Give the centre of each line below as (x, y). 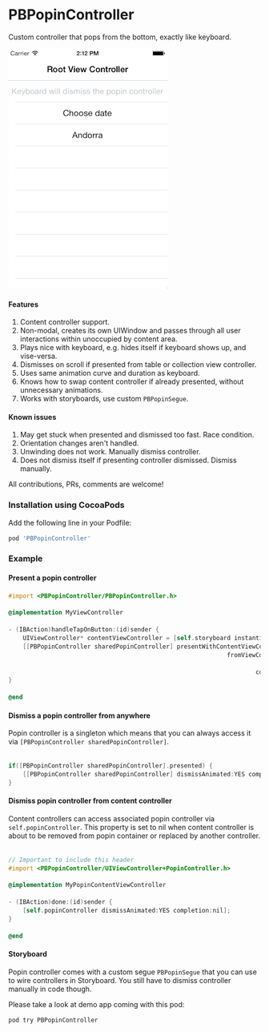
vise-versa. (38, 356)
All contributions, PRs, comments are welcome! (86, 484)
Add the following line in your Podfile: (70, 522)
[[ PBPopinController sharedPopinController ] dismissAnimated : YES (134, 774)
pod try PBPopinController (53, 1020)
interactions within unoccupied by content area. (98, 339)
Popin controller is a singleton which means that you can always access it (130, 733)
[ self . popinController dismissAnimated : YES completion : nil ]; (126, 911)
